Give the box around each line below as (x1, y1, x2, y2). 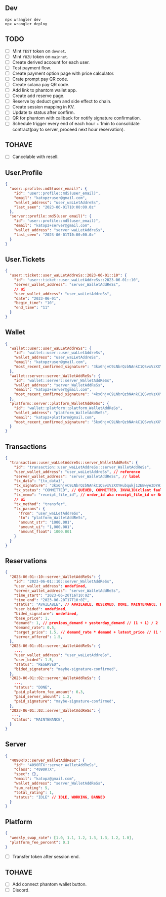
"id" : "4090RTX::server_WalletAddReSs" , (14, 762, 98, 767)
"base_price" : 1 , (14, 616, 50, 621)
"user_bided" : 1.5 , (14, 657, 54, 662)
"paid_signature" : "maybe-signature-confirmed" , (14, 698, 116, 704)
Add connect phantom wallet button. (12, 881, 87, 887)
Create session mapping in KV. (12, 104, 75, 110)
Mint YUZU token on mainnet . (12, 53, 69, 59)
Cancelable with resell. (12, 154, 59, 160)
